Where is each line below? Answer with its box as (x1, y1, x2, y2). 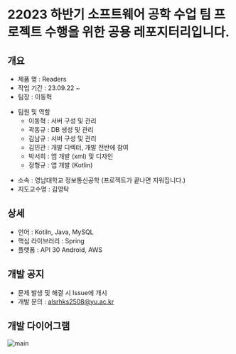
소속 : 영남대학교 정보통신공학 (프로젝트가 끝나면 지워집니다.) (17, 176, 186, 184)
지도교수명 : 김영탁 (17, 185, 70, 193)
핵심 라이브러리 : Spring (17, 236, 85, 245)
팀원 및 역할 (17, 108, 51, 116)
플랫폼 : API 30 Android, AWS (17, 245, 103, 254)
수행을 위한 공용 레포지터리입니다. (44, 24, 230, 40)
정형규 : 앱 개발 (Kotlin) (28, 161, 93, 169)
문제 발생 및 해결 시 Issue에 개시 (17, 288, 108, 297)
